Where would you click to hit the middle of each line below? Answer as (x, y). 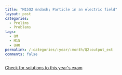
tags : (10, 32)
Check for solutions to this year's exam (44, 68)
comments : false (21, 54)
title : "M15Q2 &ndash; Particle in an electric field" (61, 9)
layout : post (18, 14)
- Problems (20, 27)
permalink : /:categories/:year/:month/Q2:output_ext (59, 50)
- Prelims (19, 23)
